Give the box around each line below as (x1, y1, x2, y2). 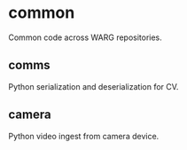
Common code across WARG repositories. (8, 32, 163, 43)
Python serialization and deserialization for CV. (8, 81, 179, 91)
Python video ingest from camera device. (8, 130, 160, 141)
